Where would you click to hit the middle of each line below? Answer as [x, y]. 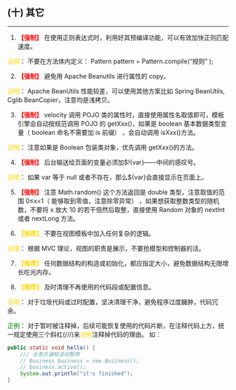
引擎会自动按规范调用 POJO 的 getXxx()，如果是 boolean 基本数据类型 [119, 123]
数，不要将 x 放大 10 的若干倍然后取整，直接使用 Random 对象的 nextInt [121, 209]
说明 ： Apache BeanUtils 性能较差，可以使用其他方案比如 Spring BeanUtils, [116, 91]
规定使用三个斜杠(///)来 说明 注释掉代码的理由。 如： [87, 334]
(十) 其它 [26, 13]
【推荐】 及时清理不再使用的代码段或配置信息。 [86, 287]
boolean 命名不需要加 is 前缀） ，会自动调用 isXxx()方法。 [116, 132]
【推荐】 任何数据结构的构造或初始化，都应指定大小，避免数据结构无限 [120, 263]
